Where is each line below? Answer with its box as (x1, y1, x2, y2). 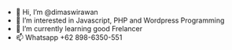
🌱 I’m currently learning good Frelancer (15, 24, 143, 33)
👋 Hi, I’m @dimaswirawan (15, 8, 98, 16)
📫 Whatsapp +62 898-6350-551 (15, 33, 123, 42)
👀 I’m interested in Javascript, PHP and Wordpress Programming (15, 16, 225, 25)
